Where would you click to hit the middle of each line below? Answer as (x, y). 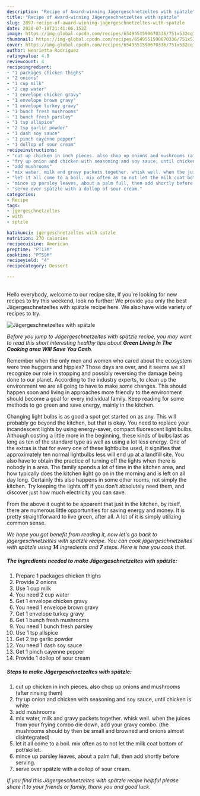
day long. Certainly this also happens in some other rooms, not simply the (97, 480)
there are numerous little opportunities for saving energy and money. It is (96, 510)
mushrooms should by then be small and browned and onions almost (100, 731)
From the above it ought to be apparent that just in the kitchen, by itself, (94, 504)
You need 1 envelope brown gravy (57, 607)
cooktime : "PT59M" (29, 255)
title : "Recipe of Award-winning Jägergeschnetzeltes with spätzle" (93, 17)
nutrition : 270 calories (37, 238)
